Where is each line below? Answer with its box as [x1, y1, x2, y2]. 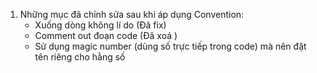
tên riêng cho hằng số [34, 51, 126, 63]
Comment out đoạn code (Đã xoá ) [34, 30, 178, 41]
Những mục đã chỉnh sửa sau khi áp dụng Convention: [19, 9, 245, 20]
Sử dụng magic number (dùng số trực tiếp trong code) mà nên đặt [34, 40, 307, 52]
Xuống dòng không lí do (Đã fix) [34, 19, 167, 31]
